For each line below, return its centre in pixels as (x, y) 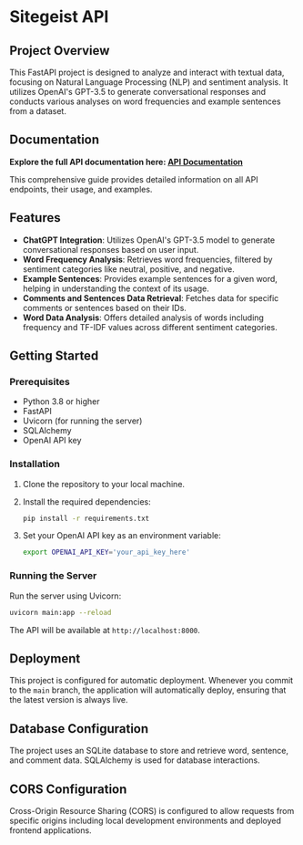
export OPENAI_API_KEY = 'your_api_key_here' (106, 553)
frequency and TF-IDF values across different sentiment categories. (150, 327)
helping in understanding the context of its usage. (116, 288)
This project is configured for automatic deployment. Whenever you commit (151, 681)
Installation (35, 464)
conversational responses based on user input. (111, 249)
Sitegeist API (59, 17)
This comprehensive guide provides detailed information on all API (134, 179)
